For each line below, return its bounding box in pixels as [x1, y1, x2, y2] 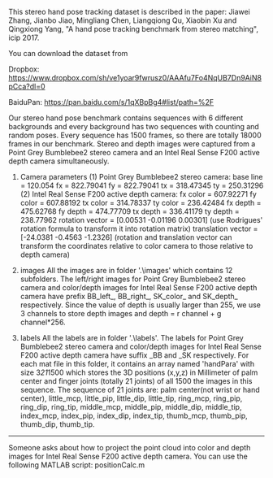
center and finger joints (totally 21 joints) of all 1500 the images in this [19, 376, 253, 385]
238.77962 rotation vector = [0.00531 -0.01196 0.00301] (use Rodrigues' [19, 215, 263, 224]
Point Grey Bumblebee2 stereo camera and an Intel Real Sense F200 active [8, 148, 260, 157]
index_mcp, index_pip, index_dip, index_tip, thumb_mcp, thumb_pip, [19, 411, 248, 420]
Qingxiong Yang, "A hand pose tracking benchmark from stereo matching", [8, 24, 258, 33]
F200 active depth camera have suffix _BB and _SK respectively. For [19, 350, 249, 360]
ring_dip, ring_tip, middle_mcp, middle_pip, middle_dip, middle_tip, [19, 402, 242, 411]
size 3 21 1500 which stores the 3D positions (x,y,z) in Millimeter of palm [19, 367, 258, 377]
